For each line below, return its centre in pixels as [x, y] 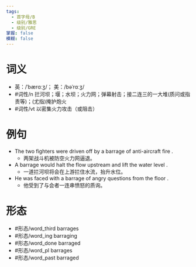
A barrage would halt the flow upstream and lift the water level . [91, 165]
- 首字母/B [23, 17]
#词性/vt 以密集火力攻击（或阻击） [56, 108]
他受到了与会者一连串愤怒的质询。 [64, 185]
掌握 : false [20, 33]
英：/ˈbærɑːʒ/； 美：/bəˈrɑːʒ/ [49, 87]
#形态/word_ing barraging [46, 235]
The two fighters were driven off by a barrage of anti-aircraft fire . [94, 151]
